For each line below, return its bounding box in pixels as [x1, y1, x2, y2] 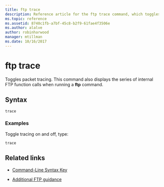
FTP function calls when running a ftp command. [5, 81, 103, 87]
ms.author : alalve [5, 25, 42, 30]
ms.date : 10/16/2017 [5, 39, 47, 44]
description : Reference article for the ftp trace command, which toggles [5, 12, 161, 17]
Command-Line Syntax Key [12, 167, 67, 173]
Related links [5, 154, 45, 162]
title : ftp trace [5, 7, 41, 12]
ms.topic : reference [5, 16, 47, 21]
